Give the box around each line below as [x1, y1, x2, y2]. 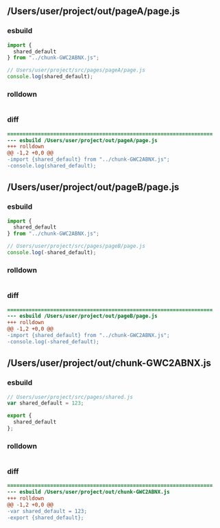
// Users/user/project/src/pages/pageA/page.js [7, 67, 146, 74]
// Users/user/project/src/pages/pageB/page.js [7, 243, 146, 250]
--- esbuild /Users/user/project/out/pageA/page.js [7, 137, 158, 144]
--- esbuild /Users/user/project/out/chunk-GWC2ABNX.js [7, 489, 170, 496]
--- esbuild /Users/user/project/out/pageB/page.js [7, 312, 158, 320]
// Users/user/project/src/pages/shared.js [7, 393, 134, 400]
